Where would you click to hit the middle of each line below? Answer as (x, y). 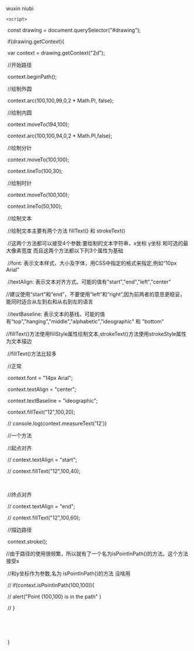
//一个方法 (20, 436)
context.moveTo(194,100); (38, 124)
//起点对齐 (20, 448)
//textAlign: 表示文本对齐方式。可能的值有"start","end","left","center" (89, 282)
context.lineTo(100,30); (35, 171)
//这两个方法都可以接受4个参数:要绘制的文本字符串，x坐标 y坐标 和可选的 (95, 243)
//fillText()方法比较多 (32, 354)
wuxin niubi (20, 9)
